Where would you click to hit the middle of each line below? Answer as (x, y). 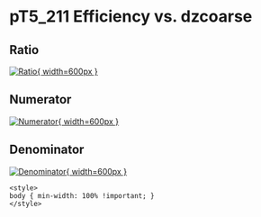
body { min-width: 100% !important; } (82, 195)
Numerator (40, 99)
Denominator (47, 150)
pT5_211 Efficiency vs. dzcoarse (131, 17)
